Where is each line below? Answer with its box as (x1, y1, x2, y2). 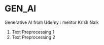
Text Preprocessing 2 (11, 34, 55, 40)
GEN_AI (4, 3, 36, 14)
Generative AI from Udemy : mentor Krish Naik (4, 19, 99, 25)
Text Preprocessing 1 (11, 29, 55, 35)
